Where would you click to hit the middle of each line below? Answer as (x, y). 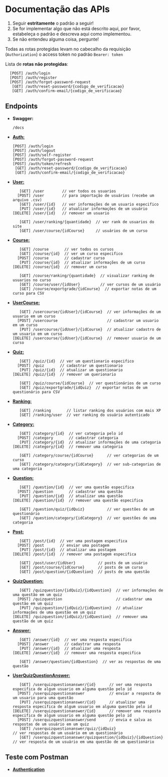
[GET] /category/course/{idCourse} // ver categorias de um (89, 455)
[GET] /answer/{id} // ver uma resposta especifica (75, 640)
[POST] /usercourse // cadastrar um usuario (88, 320)
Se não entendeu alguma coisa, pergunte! (56, 39)
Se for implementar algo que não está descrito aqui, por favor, (77, 28)
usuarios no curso (32, 280)
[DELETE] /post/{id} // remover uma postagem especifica (74, 554)
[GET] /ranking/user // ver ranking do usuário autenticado (85, 415)
